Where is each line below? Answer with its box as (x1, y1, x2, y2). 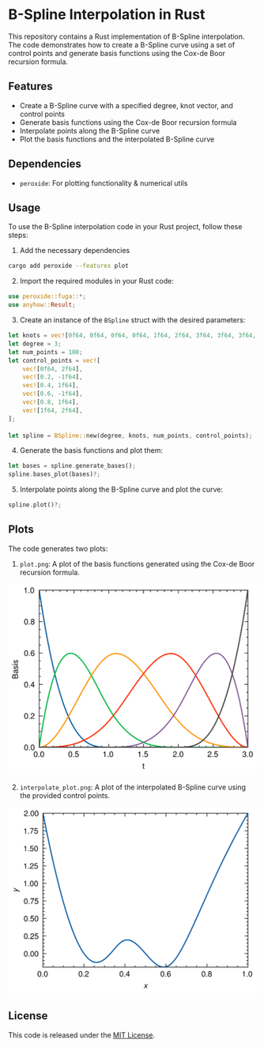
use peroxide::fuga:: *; (8, 292, 87, 301)
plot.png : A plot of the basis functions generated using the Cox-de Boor (19, 559, 255, 568)
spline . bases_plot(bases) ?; (8, 470, 101, 479)
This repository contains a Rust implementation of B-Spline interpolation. (8, 32, 245, 41)
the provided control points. (19, 790, 111, 800)
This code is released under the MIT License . (8, 1030, 156, 1040)
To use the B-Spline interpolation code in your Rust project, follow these (8, 222, 243, 232)
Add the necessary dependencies (19, 246, 130, 255)
